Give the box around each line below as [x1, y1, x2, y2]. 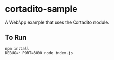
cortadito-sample [5, 3, 78, 15]
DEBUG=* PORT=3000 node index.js [5, 50, 73, 55]
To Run [5, 33, 27, 42]
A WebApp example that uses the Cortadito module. [5, 19, 110, 25]
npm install [5, 46, 29, 51]
